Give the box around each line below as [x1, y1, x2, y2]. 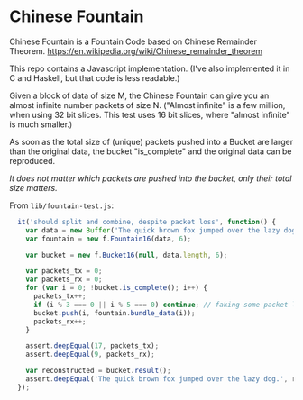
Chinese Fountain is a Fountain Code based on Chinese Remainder [9, 36, 257, 47]
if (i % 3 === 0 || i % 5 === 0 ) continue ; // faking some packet [32, 300, 289, 309]
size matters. [9, 182, 58, 193]
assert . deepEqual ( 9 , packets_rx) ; [25, 350, 155, 359]
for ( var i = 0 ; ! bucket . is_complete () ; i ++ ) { [25, 284, 207, 293]
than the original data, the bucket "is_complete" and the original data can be [9, 146, 292, 157]
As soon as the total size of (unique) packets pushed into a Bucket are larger [9, 136, 294, 147]
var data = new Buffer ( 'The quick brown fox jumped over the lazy [25, 225, 280, 235]
